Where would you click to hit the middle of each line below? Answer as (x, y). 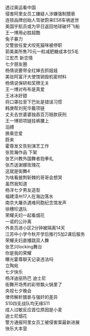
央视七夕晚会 (18, 291)
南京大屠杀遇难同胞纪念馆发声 (36, 203)
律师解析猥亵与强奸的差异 (31, 297)
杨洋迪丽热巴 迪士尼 (25, 278)
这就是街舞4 (18, 171)
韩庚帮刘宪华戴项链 (25, 108)
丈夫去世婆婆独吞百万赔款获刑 (36, 114)
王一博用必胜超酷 (23, 32)
